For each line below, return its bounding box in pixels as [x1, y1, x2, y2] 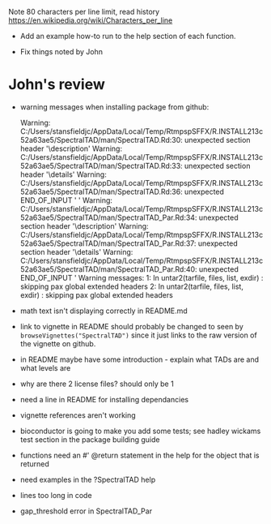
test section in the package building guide [19, 434, 160, 445]
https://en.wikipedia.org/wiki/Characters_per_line [8, 15, 173, 25]
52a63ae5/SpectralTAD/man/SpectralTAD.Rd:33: [19, 161, 184, 170]
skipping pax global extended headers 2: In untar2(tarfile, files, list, [19, 281, 244, 291]
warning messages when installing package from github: [19, 101, 210, 112]
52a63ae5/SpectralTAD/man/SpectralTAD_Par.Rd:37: [19, 238, 197, 248]
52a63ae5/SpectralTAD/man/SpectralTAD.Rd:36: [19, 187, 184, 196]
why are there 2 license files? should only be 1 [19, 379, 174, 389]
